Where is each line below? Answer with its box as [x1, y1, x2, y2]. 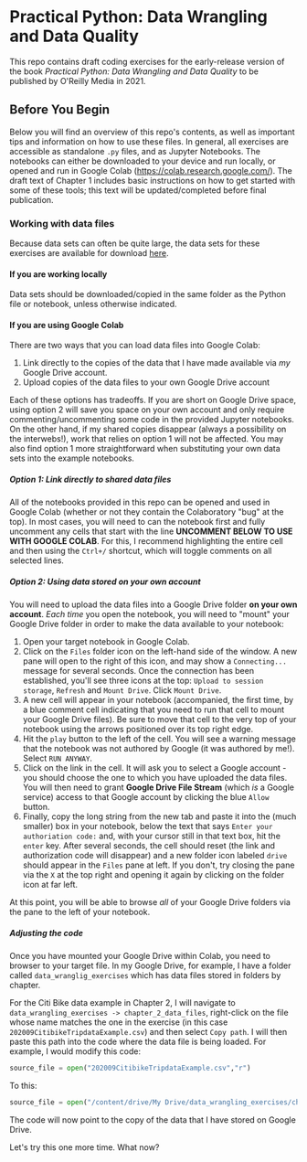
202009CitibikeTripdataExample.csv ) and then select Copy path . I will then [9, 1027, 288, 1038]
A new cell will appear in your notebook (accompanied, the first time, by [22, 695, 294, 706]
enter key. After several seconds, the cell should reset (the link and [22, 840, 276, 851]
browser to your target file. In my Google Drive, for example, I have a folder [9, 960, 291, 971]
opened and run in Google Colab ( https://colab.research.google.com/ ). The [9, 165, 292, 176]
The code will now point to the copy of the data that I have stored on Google [9, 1114, 297, 1125]
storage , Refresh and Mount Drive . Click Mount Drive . [22, 685, 222, 696]
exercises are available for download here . [9, 248, 169, 259]
